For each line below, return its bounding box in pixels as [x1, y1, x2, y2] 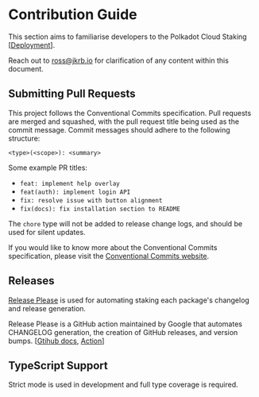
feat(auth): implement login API [19, 188, 131, 196]
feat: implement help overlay [19, 179, 121, 187]
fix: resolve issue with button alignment [19, 196, 163, 204]
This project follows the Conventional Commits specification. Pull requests [8, 108, 252, 118]
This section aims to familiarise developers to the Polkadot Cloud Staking [8, 32, 248, 41]
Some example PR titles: [8, 163, 87, 172]
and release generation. [8, 303, 86, 313]
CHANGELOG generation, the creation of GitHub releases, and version [8, 327, 238, 337]
